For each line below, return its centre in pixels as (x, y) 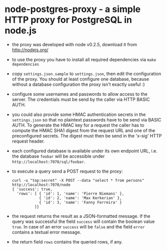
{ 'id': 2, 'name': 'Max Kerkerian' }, (80, 198)
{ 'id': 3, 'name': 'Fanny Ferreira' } (80, 202)
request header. (28, 141)
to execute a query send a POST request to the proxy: (67, 171)
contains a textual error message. (46, 232)
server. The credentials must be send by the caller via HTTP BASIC (81, 99)
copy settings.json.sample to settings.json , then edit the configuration (86, 73)
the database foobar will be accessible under (58, 156)
